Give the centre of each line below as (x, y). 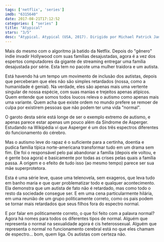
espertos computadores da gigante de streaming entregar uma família (75, 61)
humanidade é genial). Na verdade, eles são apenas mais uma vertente (76, 86)
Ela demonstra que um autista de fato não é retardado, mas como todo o (78, 188)
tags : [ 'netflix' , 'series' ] (35, 10)
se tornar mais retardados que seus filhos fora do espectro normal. (72, 204)
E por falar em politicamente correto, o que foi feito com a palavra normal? (80, 213)
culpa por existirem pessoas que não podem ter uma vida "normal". (73, 107)
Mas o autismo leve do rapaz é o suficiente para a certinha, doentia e (75, 142)
